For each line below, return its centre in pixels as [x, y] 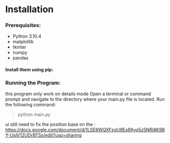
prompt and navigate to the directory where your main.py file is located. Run [85, 99]
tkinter [19, 47]
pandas [21, 58]
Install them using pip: [29, 70]
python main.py [34, 115]
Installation [30, 9]
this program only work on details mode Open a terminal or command [78, 94]
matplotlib [23, 42]
